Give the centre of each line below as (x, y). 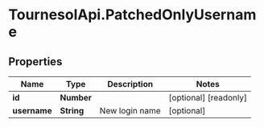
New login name (130, 111)
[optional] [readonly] (208, 98)
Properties (35, 61)
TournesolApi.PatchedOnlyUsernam (132, 15)
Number (76, 98)
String (72, 111)
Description (130, 84)
